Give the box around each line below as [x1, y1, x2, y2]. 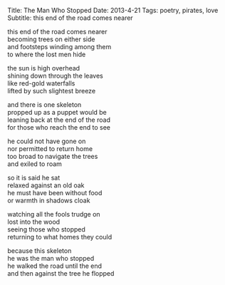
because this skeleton [7, 247, 72, 255]
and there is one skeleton [7, 100, 82, 109]
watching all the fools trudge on [7, 210, 101, 218]
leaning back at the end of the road [7, 115, 110, 124]
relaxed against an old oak [7, 181, 85, 190]
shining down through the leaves [7, 71, 103, 80]
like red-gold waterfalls [7, 79, 75, 88]
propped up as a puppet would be [7, 108, 107, 116]
